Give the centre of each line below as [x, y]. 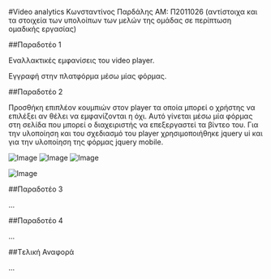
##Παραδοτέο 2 [36, 92]
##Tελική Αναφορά [41, 252]
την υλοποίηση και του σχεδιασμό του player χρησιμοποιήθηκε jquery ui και [135, 133]
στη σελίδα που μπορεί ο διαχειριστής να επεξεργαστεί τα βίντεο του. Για [133, 124]
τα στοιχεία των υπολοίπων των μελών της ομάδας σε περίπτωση [120, 20]
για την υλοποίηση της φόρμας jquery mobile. [86, 142]
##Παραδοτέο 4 [36, 221]
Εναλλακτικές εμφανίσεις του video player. [82, 60]
